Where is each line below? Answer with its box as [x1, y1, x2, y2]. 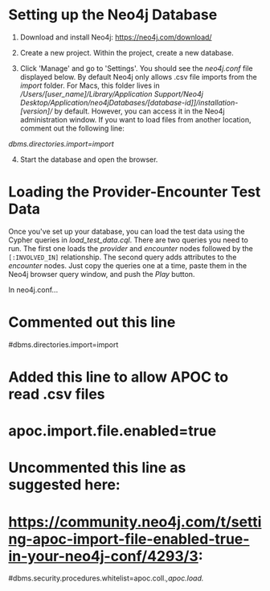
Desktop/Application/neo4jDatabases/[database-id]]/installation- [19, 97, 239, 107]
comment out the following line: [19, 123, 125, 133]
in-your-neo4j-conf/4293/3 [8, 547, 198, 565]
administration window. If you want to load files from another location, [19, 114, 252, 124]
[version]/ [19, 106, 53, 116]
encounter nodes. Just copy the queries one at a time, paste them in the [8, 260, 247, 271]
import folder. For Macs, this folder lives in [19, 81, 160, 90]
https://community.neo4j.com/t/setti [8, 513, 262, 531]
